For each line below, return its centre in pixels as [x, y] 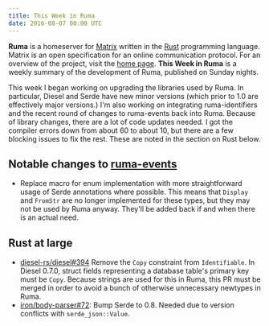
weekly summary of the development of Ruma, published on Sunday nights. [134, 72]
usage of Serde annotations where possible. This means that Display [134, 192]
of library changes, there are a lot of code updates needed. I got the [120, 122]
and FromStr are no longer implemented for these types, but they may [135, 200]
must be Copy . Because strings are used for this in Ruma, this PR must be [140, 279]
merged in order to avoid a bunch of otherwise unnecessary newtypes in [140, 288]
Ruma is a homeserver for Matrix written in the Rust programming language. [134, 46]
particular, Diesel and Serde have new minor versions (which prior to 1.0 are [133, 96]
